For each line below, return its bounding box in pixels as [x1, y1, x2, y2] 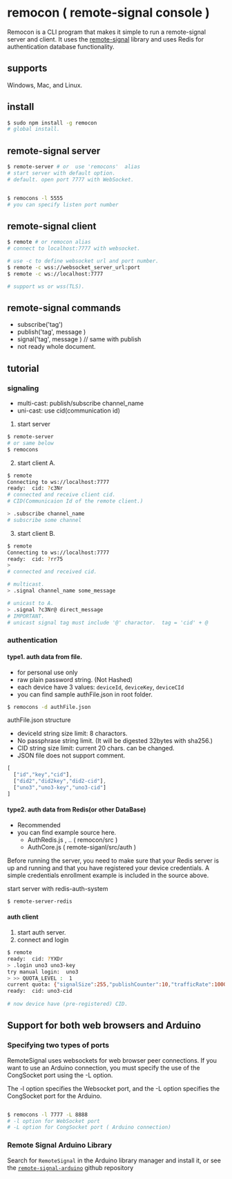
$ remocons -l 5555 [7, 195, 64, 201]
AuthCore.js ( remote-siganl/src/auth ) [27, 843, 137, 852]
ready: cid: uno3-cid [7, 988, 72, 995]
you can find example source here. [17, 829, 117, 837]
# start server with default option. [7, 170, 116, 177]
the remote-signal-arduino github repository [7, 1163, 134, 1171]
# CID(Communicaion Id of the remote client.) [7, 498, 144, 505]
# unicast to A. [7, 600, 54, 606]
